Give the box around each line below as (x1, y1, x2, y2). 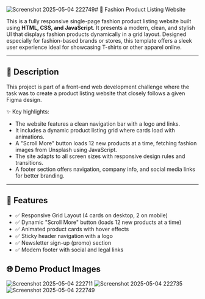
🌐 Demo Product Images (6, 264, 101, 275)
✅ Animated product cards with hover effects (15, 225, 129, 232)
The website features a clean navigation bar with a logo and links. (15, 120, 181, 128)
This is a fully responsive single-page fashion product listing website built (6, 18, 192, 24)
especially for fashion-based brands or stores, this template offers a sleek (6, 37, 192, 44)
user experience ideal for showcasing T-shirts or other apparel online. (6, 43, 182, 51)
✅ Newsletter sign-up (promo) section (15, 239, 112, 247)
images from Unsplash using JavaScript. (15, 146, 117, 153)
